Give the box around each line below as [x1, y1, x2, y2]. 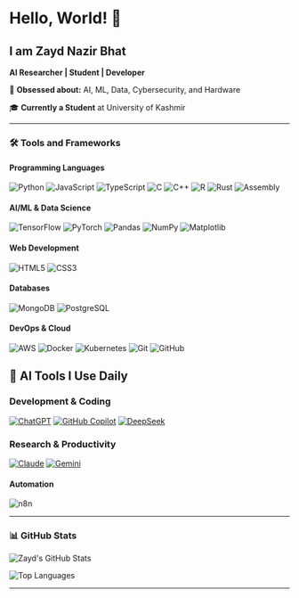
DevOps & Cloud [9, 323, 71, 333]
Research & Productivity [9, 438, 117, 450]
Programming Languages [9, 162, 105, 173]
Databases [9, 283, 51, 293]
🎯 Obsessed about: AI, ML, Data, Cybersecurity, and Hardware [9, 85, 241, 94]
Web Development [9, 242, 80, 253]
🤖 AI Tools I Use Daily [9, 369, 128, 384]
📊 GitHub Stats [9, 529, 77, 542]
